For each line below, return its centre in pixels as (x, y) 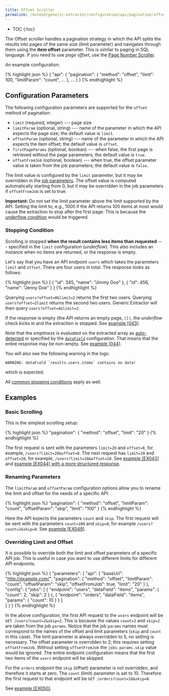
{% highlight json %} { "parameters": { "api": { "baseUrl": (64, 573)
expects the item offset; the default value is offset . (65, 144)
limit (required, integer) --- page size (52, 123)
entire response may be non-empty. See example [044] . (63, 344)
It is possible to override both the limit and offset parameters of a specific (81, 553)
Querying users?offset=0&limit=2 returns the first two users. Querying (78, 297)
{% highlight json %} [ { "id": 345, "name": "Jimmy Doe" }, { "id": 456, (77, 282)
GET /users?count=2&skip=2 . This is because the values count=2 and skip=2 (82, 620)
